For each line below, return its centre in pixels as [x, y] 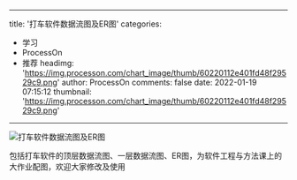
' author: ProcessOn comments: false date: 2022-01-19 [157, 82]
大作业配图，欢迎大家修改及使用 [67, 167]
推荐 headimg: [48, 63]
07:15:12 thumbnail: [57, 92]
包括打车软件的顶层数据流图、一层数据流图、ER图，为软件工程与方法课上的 [146, 156]
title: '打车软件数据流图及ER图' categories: [85, 24]
